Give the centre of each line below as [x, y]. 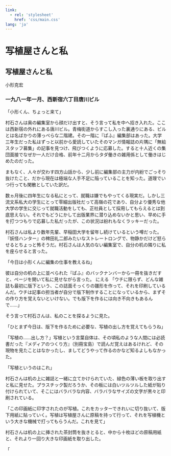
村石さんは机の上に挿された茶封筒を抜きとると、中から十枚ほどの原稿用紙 [83, 432]
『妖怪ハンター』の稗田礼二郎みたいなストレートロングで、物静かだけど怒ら [86, 238]
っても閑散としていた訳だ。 [43, 184]
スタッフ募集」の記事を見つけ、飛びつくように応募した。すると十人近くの [83, 148]
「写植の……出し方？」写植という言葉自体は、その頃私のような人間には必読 [85, 337]
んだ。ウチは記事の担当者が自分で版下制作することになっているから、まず [83, 292]
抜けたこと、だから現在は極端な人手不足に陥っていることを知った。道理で [83, 178]
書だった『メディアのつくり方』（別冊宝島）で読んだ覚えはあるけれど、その [84, 344]
